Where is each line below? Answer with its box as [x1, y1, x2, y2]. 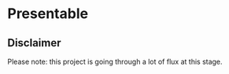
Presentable [7, 5, 88, 23]
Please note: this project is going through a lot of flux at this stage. [7, 57, 223, 66]
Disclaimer [7, 36, 61, 50]
